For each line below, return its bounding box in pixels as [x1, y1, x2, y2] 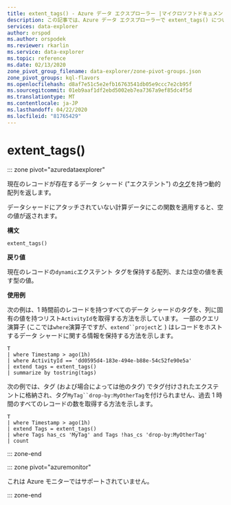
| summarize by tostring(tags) [7, 369, 97, 376]
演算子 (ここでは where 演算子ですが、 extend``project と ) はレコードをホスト [7, 322, 223, 331]
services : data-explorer [7, 23, 78, 30]
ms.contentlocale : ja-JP [7, 100, 78, 107]
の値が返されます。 [7, 211, 61, 219]
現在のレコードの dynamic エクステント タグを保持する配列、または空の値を [7, 267, 217, 276]
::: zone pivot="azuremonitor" [7, 463, 91, 471]
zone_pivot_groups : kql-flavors [7, 74, 100, 81]
